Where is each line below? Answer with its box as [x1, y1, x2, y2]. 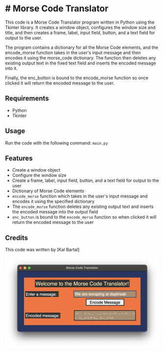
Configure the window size [12, 173, 67, 178]
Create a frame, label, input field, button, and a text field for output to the [12, 177, 159, 183]
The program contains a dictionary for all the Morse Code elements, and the [5, 44, 158, 50]
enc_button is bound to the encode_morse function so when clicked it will [12, 214, 157, 220]
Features [5, 154, 33, 162]
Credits [5, 234, 28, 242]
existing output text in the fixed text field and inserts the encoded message [5, 60, 156, 66]
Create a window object [12, 167, 60, 173]
